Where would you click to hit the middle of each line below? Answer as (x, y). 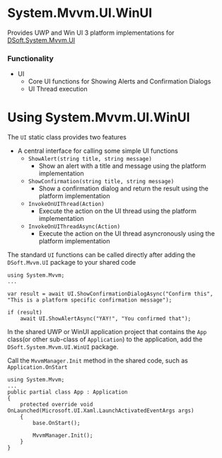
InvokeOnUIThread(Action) (66, 204)
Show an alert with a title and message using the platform (122, 166)
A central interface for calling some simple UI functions (98, 151)
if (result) (25, 313)
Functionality (31, 58)
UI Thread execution (58, 89)
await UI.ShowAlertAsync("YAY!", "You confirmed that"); (106, 319)
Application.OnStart (38, 367)
